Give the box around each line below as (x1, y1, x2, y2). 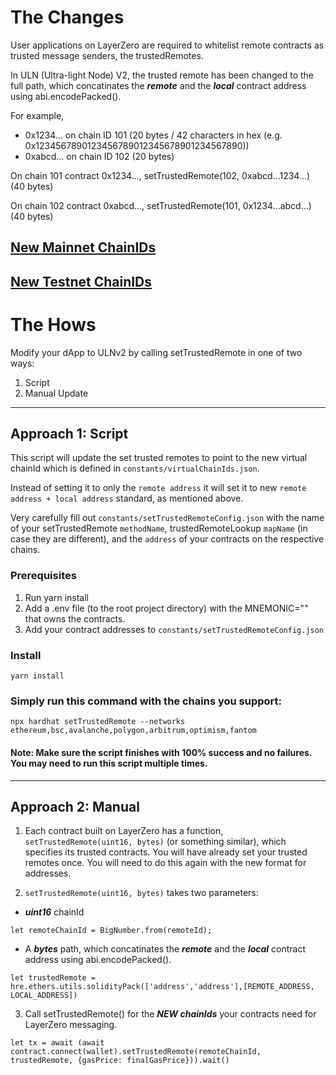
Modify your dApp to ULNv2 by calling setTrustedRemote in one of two (10, 346, 303, 358)
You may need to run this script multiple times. (10, 757, 208, 769)
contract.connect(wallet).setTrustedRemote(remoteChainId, (10, 1047, 262, 1057)
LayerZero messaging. (24, 1019, 118, 1031)
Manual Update (24, 387, 89, 399)
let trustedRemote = (10, 973, 97, 983)
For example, (10, 109, 65, 121)
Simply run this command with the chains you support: (10, 694, 283, 708)
